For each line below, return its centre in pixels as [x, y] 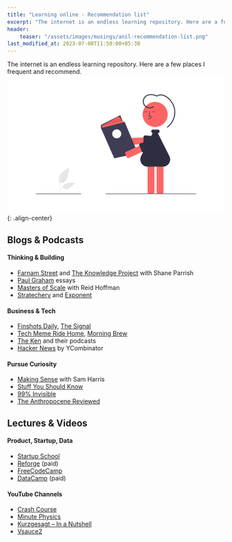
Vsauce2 [30, 532]
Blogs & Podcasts [46, 240]
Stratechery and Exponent [54, 295]
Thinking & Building [36, 258]
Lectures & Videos [47, 423]
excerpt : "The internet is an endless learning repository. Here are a [112, 22]
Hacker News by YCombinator [60, 348]
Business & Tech [31, 310]
